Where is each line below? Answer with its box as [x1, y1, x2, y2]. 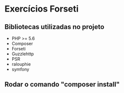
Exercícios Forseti [4, 3, 79, 15]
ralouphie [11, 62, 31, 67]
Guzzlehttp [11, 51, 34, 57]
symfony [11, 66, 30, 72]
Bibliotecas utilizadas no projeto [4, 23, 104, 31]
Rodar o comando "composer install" [4, 80, 120, 89]
